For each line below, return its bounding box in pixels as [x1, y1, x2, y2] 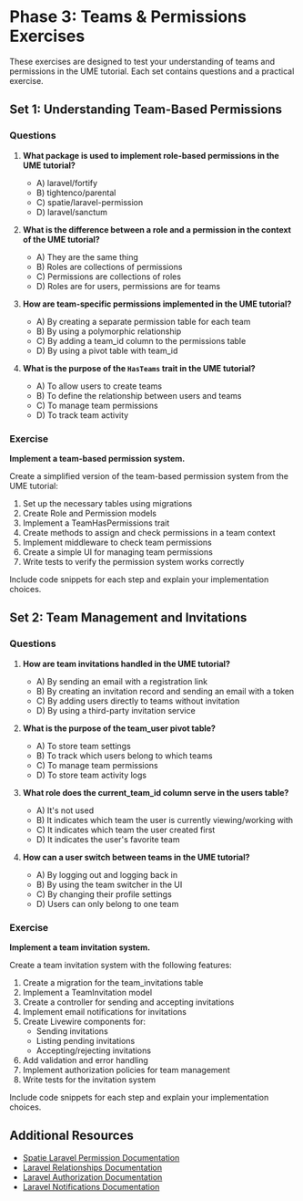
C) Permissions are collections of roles [35, 271, 182, 282]
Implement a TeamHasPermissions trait [22, 517, 170, 528]
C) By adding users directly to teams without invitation [35, 695, 240, 706]
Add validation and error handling [22, 1054, 148, 1065]
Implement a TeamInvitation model [22, 987, 153, 997]
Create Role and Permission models [22, 507, 157, 518]
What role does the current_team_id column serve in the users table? [22, 787, 289, 798]
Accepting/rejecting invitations [35, 1045, 152, 1056]
